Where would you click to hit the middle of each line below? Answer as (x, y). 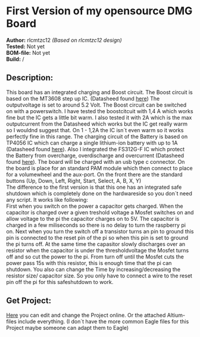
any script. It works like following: (47, 199)
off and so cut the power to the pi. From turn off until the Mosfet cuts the (95, 257)
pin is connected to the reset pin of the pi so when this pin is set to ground (97, 238)
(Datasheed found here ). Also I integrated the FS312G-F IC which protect (96, 149)
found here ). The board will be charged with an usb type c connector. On (96, 161)
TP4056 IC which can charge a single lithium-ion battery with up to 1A (92, 143)
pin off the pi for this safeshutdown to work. (60, 282)
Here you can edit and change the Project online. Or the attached (86, 315)
